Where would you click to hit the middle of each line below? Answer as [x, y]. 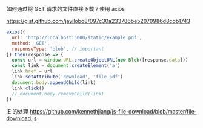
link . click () [28, 88]
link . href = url [32, 71]
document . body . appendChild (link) [54, 82]
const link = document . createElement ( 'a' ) [66, 66]
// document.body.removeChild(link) [58, 94]
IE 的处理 [18, 112]
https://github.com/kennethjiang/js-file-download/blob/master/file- [113, 112]
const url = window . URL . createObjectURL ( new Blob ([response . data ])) [100, 60]
